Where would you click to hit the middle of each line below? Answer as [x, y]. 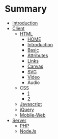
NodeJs [28, 131]
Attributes [38, 55]
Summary [26, 9]
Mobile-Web [33, 115]
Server [19, 120]
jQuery [27, 109]
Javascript [31, 104]
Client [18, 28]
